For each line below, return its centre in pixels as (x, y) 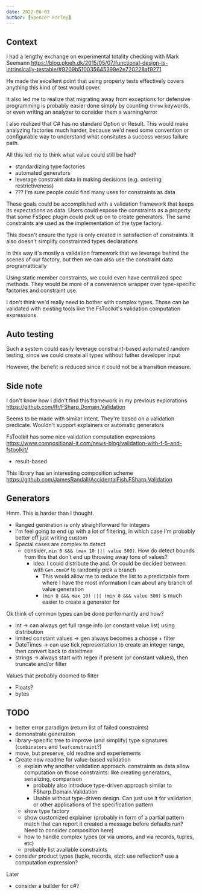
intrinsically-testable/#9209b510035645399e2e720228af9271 (84, 70)
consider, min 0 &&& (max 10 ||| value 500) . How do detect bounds (109, 550)
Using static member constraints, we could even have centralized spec (94, 278)
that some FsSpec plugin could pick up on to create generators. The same (99, 217)
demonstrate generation (45, 734)
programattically (27, 266)
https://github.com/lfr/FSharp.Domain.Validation (66, 406)
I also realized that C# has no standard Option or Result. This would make (97, 124)
